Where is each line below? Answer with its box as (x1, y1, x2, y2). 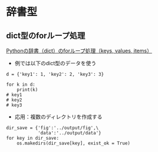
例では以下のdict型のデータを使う (14, 60, 97, 66)
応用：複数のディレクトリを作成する (14, 113, 103, 120)
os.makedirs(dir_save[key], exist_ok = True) (17, 140, 131, 146)
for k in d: (6, 82, 35, 87)
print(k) (17, 87, 38, 93)
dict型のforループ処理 (6, 31, 85, 40)
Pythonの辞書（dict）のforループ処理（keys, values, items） (6, 48, 152, 54)
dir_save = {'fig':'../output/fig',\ (6, 125, 99, 131)
